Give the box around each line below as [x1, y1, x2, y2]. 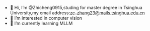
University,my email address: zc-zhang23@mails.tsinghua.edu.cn [10, 10, 145, 16]
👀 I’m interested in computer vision [10, 15, 82, 21]
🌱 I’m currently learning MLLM [10, 20, 73, 26]
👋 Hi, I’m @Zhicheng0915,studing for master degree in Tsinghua [10, 5, 142, 10]
